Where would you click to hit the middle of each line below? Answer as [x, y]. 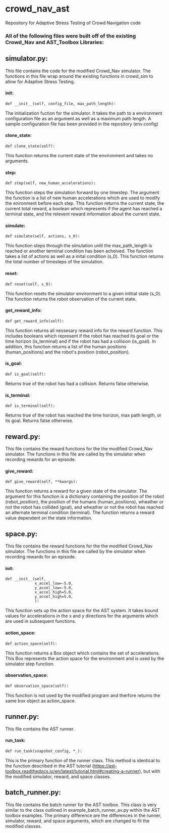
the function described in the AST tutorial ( [50, 766]
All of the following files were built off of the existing [71, 36]
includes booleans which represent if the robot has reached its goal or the [82, 336]
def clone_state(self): [30, 146]
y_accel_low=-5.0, [54, 588]
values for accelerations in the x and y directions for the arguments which [82, 616]
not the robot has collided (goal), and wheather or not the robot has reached [84, 507]
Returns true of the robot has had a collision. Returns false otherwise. [77, 384]
